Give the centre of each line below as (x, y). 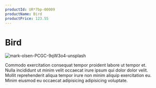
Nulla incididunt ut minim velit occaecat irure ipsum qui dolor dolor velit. (77, 70)
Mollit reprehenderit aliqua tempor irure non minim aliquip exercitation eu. (78, 75)
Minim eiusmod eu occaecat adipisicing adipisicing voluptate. (66, 81)
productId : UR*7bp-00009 (30, 9)
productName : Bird (23, 14)
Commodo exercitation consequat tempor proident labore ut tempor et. (76, 65)
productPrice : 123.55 (27, 18)
